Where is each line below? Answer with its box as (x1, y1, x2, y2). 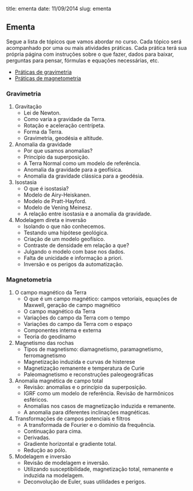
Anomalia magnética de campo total (14, 377, 103, 385)
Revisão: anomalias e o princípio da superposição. (23, 384, 147, 391)
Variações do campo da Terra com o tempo (23, 314, 130, 321)
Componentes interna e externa (23, 327, 102, 334)
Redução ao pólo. (23, 446, 67, 454)
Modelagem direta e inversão (14, 217, 87, 224)
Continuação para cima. (23, 427, 83, 435)
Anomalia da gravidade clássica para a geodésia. (23, 172, 144, 180)
